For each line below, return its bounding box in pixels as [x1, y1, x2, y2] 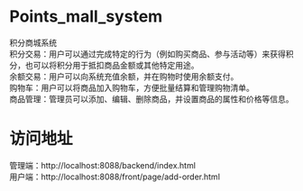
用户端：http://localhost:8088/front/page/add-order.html [9, 171, 221, 182]
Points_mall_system [9, 6, 163, 27]
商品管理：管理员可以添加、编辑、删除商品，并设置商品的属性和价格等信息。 [9, 93, 294, 105]
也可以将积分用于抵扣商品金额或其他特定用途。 [24, 59, 199, 70]
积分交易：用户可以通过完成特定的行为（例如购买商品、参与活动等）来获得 [9, 48, 286, 59]
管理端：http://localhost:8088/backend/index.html [9, 159, 197, 170]
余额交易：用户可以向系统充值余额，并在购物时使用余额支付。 [9, 70, 239, 82]
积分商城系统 [9, 37, 57, 48]
